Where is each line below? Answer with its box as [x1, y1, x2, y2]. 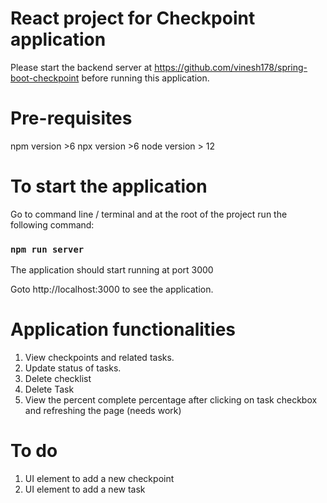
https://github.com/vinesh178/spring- [154, 61, 308, 73]
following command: [10, 218, 95, 231]
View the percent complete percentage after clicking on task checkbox [24, 394, 318, 406]
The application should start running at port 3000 [10, 264, 214, 276]
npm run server [10, 243, 85, 255]
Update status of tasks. [24, 362, 122, 374]
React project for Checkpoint [10, 7, 256, 30]
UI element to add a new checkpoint [24, 472, 175, 484]
